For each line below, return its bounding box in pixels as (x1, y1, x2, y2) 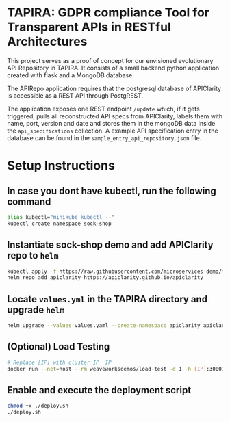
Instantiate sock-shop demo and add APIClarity (7, 239, 214, 251)
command (7, 196, 51, 207)
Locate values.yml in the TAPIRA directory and (7, 293, 207, 305)
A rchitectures (7, 34, 88, 49)
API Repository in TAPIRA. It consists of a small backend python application (7, 64, 220, 72)
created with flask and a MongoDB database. (7, 70, 135, 79)
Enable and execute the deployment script (7, 384, 192, 396)
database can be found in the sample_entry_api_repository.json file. (7, 133, 202, 142)
